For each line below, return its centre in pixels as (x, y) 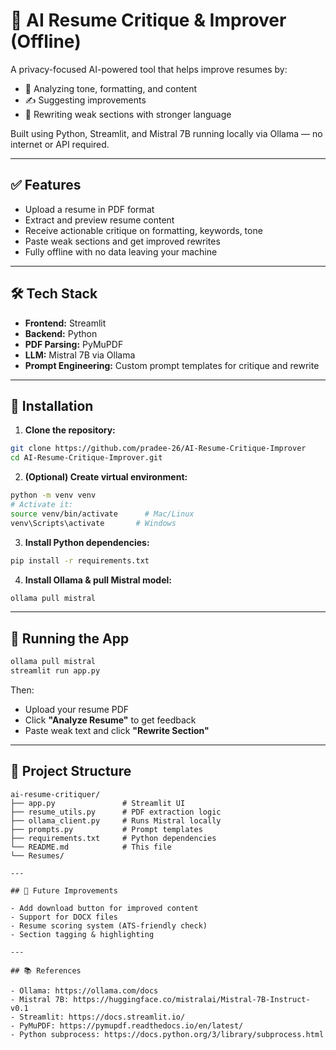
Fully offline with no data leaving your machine (121, 251)
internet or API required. (60, 144)
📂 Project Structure (71, 771)
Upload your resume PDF (77, 709)
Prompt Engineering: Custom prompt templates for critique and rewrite (172, 365)
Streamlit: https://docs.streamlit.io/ (102, 1017)
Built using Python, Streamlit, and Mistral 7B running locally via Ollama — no (166, 133)
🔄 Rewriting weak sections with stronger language (128, 114)
